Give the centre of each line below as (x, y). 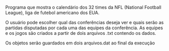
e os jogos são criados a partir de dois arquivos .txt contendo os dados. (81, 33)
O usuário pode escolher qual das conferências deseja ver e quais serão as (84, 22)
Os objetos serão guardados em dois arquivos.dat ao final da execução (80, 43)
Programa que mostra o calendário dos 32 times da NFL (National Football (83, 7)
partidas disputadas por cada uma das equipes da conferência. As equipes (84, 28)
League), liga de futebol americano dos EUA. (52, 13)
